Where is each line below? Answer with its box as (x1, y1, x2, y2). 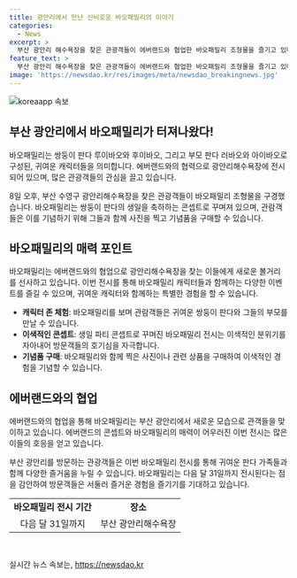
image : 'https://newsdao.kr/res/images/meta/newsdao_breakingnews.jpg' (9, 71, 278, 80)
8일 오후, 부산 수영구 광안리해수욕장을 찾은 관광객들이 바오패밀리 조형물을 (9, 190, 263, 201)
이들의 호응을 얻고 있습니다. (9, 438, 104, 449)
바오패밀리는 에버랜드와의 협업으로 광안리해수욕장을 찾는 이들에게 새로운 (9, 266, 258, 277)
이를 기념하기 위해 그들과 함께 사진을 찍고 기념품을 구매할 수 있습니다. (25, 212, 263, 223)
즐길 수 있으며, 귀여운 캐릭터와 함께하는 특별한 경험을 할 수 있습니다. (25, 289, 259, 299)
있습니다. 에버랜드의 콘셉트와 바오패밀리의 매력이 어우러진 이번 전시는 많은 (32, 427, 288, 438)
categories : (9, 21, 53, 30)
